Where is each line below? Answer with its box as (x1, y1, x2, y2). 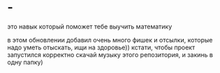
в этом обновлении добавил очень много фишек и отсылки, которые (7, 35, 213, 44)
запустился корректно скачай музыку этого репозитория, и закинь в (7, 50, 213, 58)
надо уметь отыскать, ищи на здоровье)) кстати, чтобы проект (7, 43, 196, 51)
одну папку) (7, 58, 43, 66)
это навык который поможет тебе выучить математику (7, 22, 173, 31)
